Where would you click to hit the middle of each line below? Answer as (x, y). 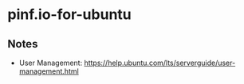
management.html (49, 71)
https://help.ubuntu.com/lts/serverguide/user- (160, 63)
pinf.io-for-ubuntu (70, 15)
